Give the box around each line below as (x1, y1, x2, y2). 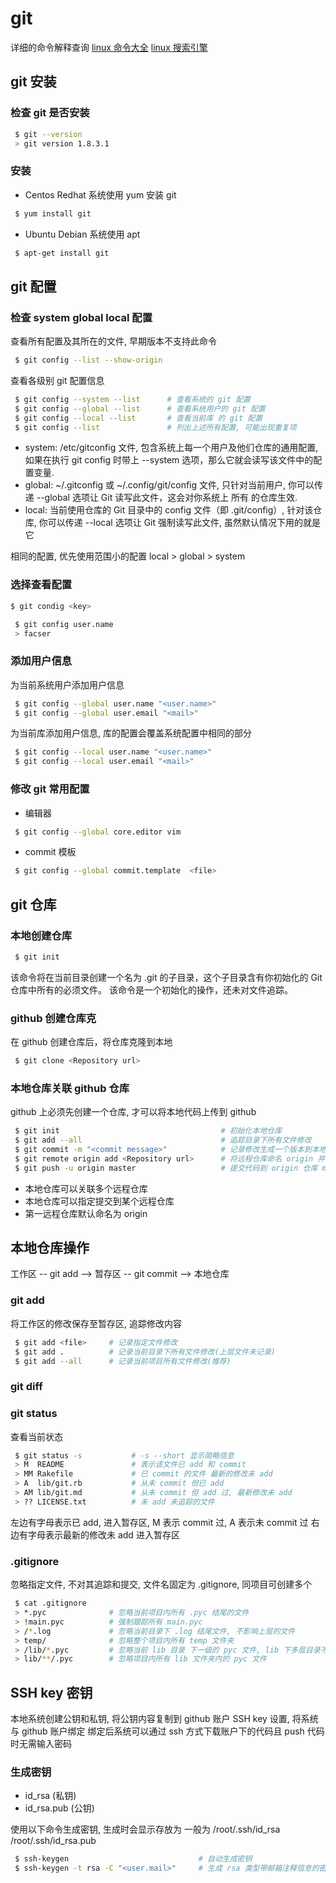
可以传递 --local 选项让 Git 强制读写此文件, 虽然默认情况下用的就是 (47, 517, 321, 529)
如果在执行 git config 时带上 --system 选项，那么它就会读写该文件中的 (24, 454, 314, 466)
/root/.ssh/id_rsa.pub (10, 1835, 97, 1847)
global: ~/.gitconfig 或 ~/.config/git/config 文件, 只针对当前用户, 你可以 (24, 479, 315, 491)
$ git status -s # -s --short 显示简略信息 (14, 1450, 235, 1461)
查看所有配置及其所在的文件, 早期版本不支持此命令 (10, 335, 217, 347)
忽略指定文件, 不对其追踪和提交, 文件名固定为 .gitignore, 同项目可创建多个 (10, 1578, 313, 1591)
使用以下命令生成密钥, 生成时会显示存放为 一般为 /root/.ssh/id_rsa (10, 1823, 281, 1836)
